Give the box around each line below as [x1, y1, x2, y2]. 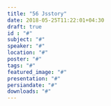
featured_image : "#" [7, 68, 68, 75]
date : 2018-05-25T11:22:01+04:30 [7, 17, 105, 24]
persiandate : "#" [7, 82, 58, 89]
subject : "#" [7, 36, 45, 43]
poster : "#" [7, 56, 42, 63]
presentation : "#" [7, 75, 61, 82]
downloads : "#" [7, 88, 52, 95]
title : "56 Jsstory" [7, 10, 68, 17]
